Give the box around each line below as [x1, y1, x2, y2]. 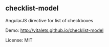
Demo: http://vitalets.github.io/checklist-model [5, 27, 104, 33]
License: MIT [5, 37, 33, 43]
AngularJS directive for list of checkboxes [5, 17, 94, 23]
